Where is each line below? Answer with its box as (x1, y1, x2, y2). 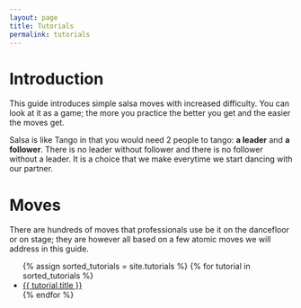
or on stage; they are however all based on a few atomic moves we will (9, 234, 271, 245)
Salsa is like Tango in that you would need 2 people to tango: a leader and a (9, 135, 290, 145)
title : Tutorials (9, 22, 75, 31)
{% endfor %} (22, 289, 75, 301)
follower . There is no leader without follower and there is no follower (9, 145, 263, 155)
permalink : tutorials (9, 30, 91, 39)
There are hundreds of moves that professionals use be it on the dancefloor (9, 224, 290, 235)
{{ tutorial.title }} (22, 280, 83, 291)
